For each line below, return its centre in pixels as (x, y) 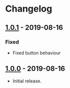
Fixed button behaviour (37, 53)
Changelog (29, 9)
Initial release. (27, 81)
